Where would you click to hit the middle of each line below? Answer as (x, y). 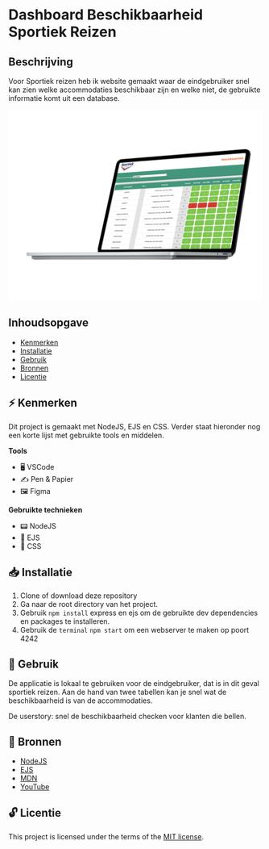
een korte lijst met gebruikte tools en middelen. (86, 435)
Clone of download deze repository (79, 596)
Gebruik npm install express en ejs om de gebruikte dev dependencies (139, 613)
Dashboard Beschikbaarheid (106, 15)
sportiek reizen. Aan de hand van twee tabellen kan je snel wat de (118, 692)
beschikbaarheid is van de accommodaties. (81, 701)
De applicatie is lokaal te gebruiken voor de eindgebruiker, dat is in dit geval (134, 684)
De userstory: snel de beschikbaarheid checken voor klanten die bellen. (128, 717)
